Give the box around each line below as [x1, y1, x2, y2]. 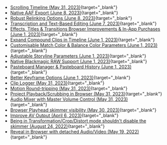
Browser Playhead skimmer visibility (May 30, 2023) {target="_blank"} [10, 107, 157, 113]
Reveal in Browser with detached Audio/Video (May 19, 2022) [10, 129, 139, 134]
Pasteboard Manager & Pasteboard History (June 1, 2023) [10, 64, 132, 70]
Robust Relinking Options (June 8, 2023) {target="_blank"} [10, 15, 132, 21]
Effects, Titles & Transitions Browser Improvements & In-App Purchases [10, 26, 160, 32]
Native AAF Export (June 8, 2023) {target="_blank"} [10, 10, 119, 16]
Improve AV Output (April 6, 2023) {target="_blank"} [10, 112, 119, 119]
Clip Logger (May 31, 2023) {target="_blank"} [10, 80, 105, 86]
